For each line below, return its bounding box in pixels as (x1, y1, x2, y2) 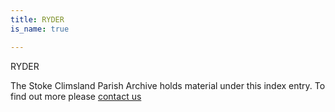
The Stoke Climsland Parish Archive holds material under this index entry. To (10, 79, 326, 91)
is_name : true (10, 24, 70, 34)
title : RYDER (10, 14, 65, 25)
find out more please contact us (10, 90, 142, 102)
